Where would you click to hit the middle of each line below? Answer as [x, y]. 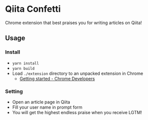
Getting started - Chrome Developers [57, 78]
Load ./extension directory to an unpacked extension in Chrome [78, 73]
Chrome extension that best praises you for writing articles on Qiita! [74, 23]
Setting [14, 91]
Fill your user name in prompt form [47, 107]
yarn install [26, 63]
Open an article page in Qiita [41, 102]
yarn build [23, 68]
